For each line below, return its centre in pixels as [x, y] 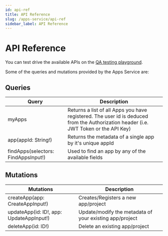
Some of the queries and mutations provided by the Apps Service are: [77, 72]
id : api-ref [17, 10]
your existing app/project [108, 218]
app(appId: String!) [30, 140]
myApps [17, 119]
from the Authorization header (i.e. [108, 122]
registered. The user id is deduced [108, 116]
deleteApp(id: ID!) [28, 226]
